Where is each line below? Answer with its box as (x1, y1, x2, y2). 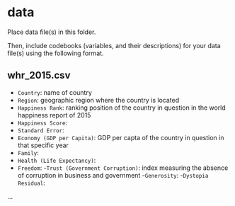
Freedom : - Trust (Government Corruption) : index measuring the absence (17, 164, 229, 172)
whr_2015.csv (7, 69, 71, 81)
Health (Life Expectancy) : (17, 156, 96, 164)
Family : (17, 148, 39, 156)
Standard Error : (17, 125, 65, 135)
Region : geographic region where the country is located (17, 96, 180, 104)
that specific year (17, 141, 69, 149)
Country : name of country (17, 88, 92, 96)
